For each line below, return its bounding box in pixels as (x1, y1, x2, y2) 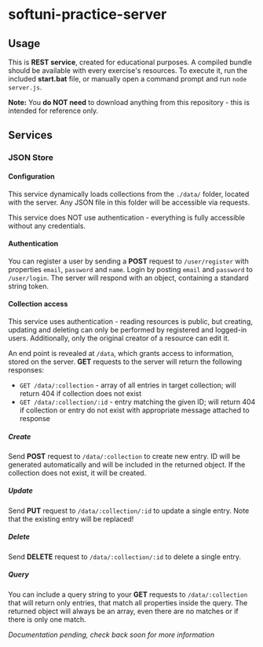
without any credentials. (8, 221, 86, 231)
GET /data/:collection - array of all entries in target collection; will (19, 380, 237, 390)
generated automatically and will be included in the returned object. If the (8, 460, 246, 469)
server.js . (8, 82, 42, 92)
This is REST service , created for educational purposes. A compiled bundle (8, 57, 253, 67)
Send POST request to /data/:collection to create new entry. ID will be (8, 451, 241, 460)
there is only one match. (8, 614, 86, 624)
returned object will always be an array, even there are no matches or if (8, 606, 239, 616)
